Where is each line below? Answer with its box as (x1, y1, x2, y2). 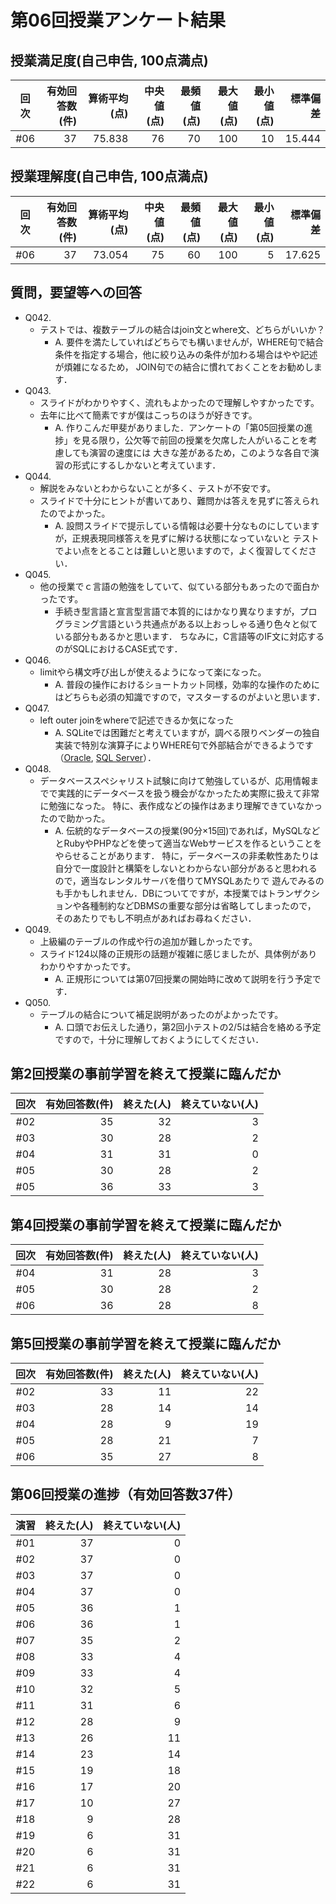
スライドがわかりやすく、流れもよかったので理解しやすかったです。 (39, 396, 320, 408)
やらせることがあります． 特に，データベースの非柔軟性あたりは (54, 849, 320, 861)
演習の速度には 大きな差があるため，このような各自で (89, 446, 311, 458)
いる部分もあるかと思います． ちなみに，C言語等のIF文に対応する (54, 630, 325, 642)
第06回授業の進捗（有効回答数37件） (10, 1486, 242, 1503)
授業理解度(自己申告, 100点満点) (10, 168, 209, 185)
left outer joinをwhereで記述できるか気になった (39, 714, 235, 726)
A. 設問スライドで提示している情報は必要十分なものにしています (54, 519, 320, 531)
